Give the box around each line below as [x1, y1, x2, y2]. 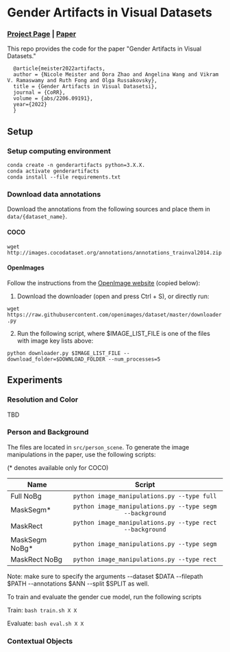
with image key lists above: [16, 337, 94, 345]
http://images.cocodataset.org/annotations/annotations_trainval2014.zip [7, 249, 222, 256]
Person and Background [7, 428, 89, 437]
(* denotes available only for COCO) [7, 463, 109, 471]
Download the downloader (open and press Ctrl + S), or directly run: [16, 292, 209, 300]
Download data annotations [7, 190, 101, 199]
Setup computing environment [7, 146, 111, 155]
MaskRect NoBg [10, 554, 63, 564]
